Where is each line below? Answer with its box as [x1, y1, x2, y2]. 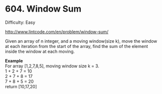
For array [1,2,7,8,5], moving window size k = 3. [5, 63, 100, 69]
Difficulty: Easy [5, 19, 36, 25]
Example [5, 58, 23, 63]
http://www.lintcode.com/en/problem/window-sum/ [5, 29, 108, 34]
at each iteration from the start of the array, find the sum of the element [5, 43, 148, 49]
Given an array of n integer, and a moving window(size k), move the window [5, 38, 157, 44]
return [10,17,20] [5, 83, 37, 89]
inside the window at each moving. [5, 48, 75, 54]
